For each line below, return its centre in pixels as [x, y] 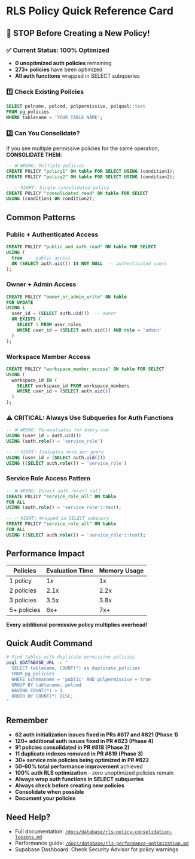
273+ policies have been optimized [59, 69]
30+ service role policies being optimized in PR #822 [82, 760]
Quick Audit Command [49, 643]
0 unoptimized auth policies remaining [63, 63]
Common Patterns [41, 217]
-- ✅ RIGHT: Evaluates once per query [55, 452]
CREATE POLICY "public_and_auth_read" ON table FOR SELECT [81, 247]
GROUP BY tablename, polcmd [47, 685]
